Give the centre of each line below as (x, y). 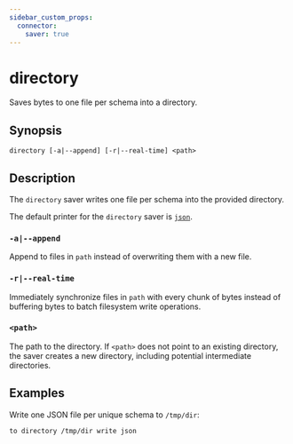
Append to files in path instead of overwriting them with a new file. (131, 257)
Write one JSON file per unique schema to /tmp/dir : (104, 415)
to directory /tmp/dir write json (73, 431)
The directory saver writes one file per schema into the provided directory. (147, 199)
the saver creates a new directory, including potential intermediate (130, 355)
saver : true (47, 34)
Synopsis (36, 130)
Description (42, 178)
